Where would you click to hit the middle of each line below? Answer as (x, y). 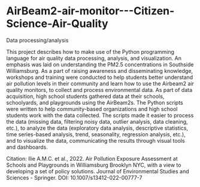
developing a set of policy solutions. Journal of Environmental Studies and (98, 171)
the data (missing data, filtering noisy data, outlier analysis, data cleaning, (97, 121)
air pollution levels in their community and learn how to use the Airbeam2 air (100, 83)
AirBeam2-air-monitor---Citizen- (90, 11)
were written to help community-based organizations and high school (92, 109)
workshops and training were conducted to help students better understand (100, 77)
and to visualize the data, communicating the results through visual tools (96, 140)
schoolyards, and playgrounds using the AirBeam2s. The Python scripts (95, 102)
